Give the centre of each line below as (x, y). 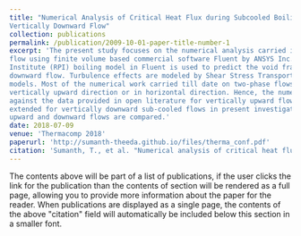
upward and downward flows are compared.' (90, 117)
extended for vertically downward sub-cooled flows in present (130, 109)
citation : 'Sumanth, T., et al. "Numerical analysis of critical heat (144, 150)
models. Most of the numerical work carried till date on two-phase (140, 84)
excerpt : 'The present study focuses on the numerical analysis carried (148, 51)
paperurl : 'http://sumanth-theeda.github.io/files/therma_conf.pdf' (140, 142)
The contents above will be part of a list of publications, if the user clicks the (150, 176)
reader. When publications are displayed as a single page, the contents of (145, 204)
